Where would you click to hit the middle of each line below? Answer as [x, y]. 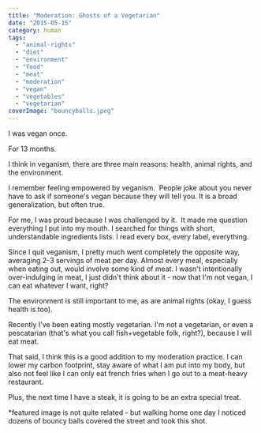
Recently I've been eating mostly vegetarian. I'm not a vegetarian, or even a [131, 324]
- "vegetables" [40, 96]
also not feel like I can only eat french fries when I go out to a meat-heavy [128, 373]
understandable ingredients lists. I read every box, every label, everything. [129, 237]
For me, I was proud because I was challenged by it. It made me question [128, 220]
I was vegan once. [38, 134]
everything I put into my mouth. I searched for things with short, [112, 228]
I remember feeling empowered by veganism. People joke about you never [130, 188]
